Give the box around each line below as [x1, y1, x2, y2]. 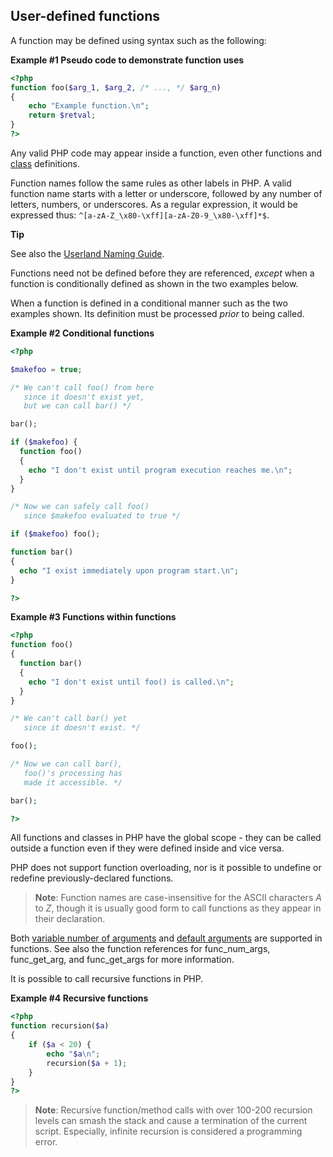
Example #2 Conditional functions [10, 327, 155, 339]
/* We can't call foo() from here [10, 382, 155, 393]
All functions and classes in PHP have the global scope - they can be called [10, 832, 322, 844]
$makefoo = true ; [10, 364, 83, 374]
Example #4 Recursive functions [10, 992, 149, 1004]
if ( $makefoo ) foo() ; [10, 529, 101, 539]
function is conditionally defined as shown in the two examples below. [10, 277, 299, 289]
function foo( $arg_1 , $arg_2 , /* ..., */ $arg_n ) [10, 82, 222, 93]
